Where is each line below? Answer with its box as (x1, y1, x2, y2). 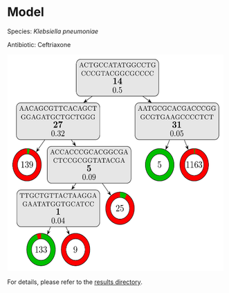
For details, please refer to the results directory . (7, 278, 143, 286)
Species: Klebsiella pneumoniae (7, 27, 99, 35)
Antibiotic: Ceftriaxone (7, 40, 71, 48)
